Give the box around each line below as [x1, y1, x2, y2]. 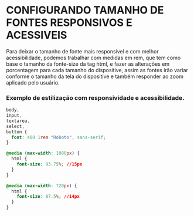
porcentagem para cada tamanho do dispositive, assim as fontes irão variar [6, 66, 189, 73]
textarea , [6, 118, 30, 124]
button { [6, 129, 28, 135]
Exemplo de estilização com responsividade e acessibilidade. [6, 93, 185, 102]
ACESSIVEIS [6, 29, 67, 42]
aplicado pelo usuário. [6, 79, 60, 86]
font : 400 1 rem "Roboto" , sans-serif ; [11, 134, 107, 140]
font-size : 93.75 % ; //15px [16, 161, 83, 167]
